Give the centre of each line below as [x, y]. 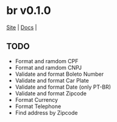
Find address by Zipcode [46, 112]
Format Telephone [38, 106]
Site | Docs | [22, 27]
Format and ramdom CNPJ [48, 67]
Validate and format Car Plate [52, 80]
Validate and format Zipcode [51, 93]
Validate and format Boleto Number [59, 74]
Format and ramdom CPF [47, 61]
